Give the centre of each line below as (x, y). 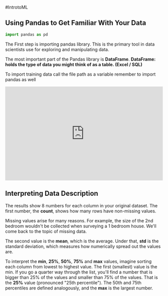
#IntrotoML (17, 7)
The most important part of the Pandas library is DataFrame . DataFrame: (80, 59)
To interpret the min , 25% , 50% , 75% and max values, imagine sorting (78, 261)
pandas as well (20, 79)
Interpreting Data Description (52, 194)
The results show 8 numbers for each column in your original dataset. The (81, 205)
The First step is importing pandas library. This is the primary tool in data (80, 44)
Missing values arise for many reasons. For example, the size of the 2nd (79, 220)
